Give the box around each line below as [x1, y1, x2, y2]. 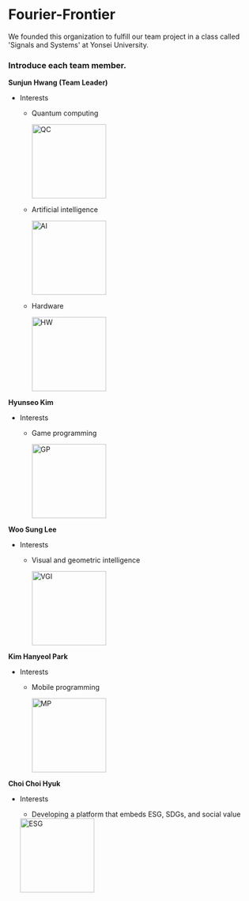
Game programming [31, 429, 97, 438]
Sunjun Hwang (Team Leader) [8, 78, 108, 88]
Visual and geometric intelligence [31, 555, 141, 565]
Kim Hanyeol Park [8, 652, 69, 661]
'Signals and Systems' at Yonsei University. [8, 40, 149, 49]
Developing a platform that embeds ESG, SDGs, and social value [31, 809, 241, 820]
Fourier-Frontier [8, 6, 116, 24]
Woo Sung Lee [8, 524, 57, 535]
